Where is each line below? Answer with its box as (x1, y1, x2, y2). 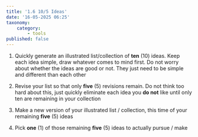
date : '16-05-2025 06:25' (6, 14, 70, 20)
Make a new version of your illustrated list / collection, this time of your (14, 107, 187, 113)
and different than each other (14, 71, 86, 78)
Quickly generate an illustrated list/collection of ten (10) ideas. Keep (14, 53, 180, 59)
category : (17, 25, 41, 31)
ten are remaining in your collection (14, 95, 101, 102)
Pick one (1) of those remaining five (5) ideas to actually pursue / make (14, 125, 188, 131)
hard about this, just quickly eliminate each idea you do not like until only (14, 89, 192, 96)
